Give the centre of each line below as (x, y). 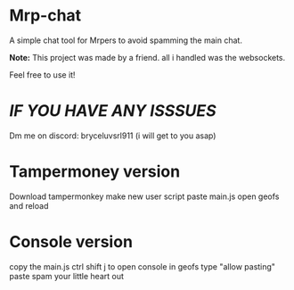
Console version (71, 242)
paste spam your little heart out (67, 276)
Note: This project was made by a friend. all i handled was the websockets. (147, 57)
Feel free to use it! (42, 75)
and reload (29, 205)
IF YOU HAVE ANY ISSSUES (113, 111)
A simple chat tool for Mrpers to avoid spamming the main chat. (126, 40)
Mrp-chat (45, 16)
